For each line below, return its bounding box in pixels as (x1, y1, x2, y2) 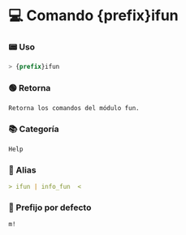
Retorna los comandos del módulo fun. (8, 104, 140, 112)
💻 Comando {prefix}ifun (8, 6, 179, 25)
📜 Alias (8, 164, 37, 175)
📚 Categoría (8, 123, 59, 135)
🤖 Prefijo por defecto (8, 202, 92, 213)
